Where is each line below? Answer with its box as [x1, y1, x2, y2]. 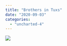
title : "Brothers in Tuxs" [5, 7, 62, 13]
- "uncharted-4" [10, 21, 44, 27]
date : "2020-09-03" [5, 12, 47, 17]
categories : [5, 17, 30, 22]
